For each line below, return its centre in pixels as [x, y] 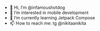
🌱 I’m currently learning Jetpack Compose [52, 18]
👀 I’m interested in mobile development [49, 13]
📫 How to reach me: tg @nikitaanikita [48, 23]
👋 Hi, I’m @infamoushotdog [37, 8]
